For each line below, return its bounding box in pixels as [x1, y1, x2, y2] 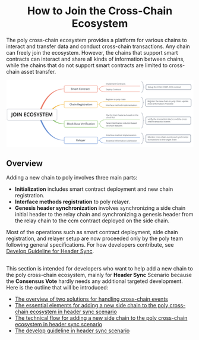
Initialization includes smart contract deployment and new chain [14, 185, 173, 193]
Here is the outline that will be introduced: [6, 284, 109, 291]
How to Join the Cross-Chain [27, 4, 173, 18]
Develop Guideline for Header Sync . [6, 248, 94, 255]
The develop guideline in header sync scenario [14, 327, 130, 334]
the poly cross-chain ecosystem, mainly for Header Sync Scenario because [6, 271, 192, 278]
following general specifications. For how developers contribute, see [6, 241, 174, 248]
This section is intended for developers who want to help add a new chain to [6, 265, 193, 272]
